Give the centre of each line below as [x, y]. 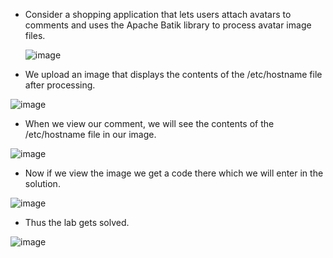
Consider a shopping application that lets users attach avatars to [158, 14]
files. [35, 35]
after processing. [60, 85]
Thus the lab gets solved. [77, 222]
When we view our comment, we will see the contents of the [149, 123]
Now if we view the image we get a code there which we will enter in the [174, 173]
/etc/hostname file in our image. [90, 134]
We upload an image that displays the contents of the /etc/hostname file [173, 74]
